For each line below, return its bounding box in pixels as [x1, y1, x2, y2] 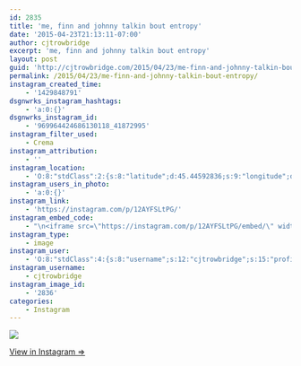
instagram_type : [9, 230, 70, 239]
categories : [9, 297, 54, 306]
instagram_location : [9, 163, 87, 172]
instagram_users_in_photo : [9, 180, 110, 189]
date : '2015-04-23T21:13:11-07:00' [9, 30, 142, 39]
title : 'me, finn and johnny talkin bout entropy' [9, 22, 202, 30]
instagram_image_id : [9, 280, 87, 289]
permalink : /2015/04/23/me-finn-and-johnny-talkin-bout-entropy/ [9, 72, 258, 81]
